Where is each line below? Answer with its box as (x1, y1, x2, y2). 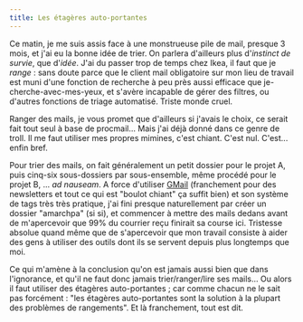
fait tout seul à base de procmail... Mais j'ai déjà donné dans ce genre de (9, 123, 280, 134)
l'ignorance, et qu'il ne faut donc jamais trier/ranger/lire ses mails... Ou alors (9, 273, 292, 284)
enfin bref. (9, 142, 48, 153)
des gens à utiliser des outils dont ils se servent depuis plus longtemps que (9, 236, 289, 247)
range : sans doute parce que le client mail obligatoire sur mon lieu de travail (9, 67, 294, 78)
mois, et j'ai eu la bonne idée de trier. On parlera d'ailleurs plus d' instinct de (9, 47, 291, 59)
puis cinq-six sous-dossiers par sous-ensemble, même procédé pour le (9, 169, 278, 180)
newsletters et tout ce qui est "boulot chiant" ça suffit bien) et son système (9, 188, 289, 199)
